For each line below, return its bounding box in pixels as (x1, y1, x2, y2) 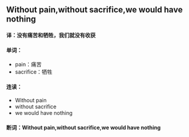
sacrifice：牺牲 (14, 68, 53, 75)
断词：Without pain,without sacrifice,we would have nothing (6, 124, 161, 131)
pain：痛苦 (14, 61, 42, 68)
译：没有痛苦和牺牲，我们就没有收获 (6, 31, 96, 38)
